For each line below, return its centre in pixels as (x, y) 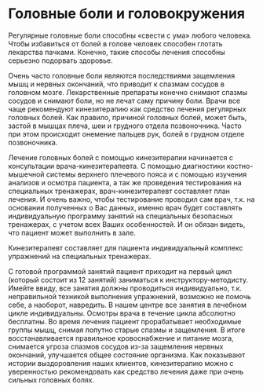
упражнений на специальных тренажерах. (80, 256)
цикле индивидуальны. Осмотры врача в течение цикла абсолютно (122, 313)
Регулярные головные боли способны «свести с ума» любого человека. (130, 35)
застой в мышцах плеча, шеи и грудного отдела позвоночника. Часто (125, 126)
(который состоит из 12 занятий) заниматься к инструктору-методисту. (128, 280)
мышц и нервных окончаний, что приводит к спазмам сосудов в (117, 84)
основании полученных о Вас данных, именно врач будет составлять (125, 207)
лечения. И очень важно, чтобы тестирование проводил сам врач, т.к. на (131, 199)
